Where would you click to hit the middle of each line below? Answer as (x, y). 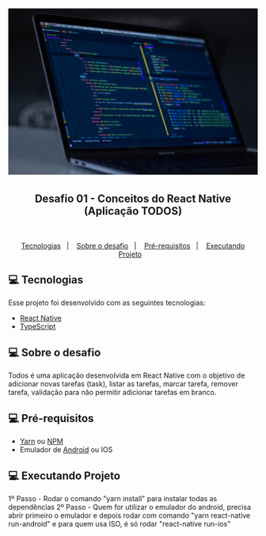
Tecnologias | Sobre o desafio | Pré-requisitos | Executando (133, 245)
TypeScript (38, 327)
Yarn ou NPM (41, 441)
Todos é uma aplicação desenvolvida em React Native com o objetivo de (127, 375)
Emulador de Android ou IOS (66, 450)
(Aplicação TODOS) (133, 211)
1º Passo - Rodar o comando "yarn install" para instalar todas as (113, 498)
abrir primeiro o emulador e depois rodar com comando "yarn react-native (129, 515)
